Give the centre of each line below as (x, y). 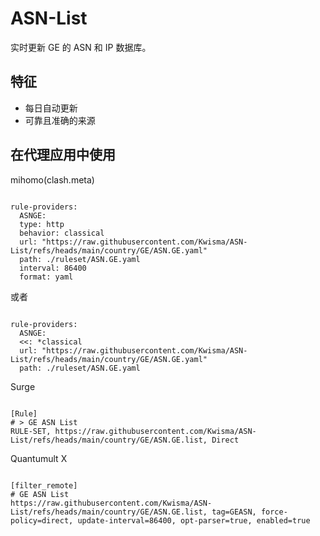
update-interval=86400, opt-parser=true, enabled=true (194, 520)
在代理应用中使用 (63, 155)
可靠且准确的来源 (60, 120)
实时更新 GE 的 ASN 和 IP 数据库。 (81, 47)
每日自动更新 (51, 108)
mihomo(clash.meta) (52, 179)
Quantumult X (39, 458)
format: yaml (46, 277)
